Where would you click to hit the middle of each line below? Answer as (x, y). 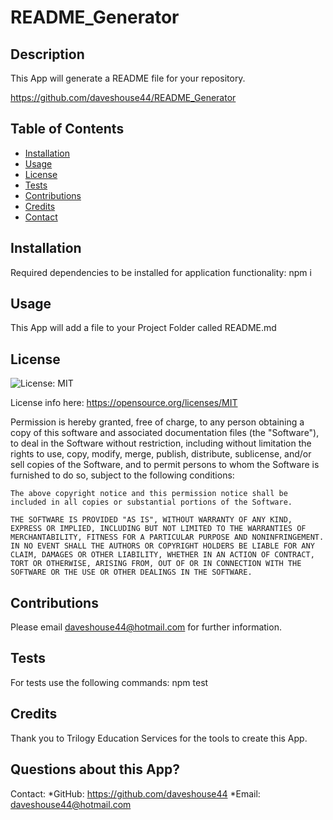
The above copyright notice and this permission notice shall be (149, 494)
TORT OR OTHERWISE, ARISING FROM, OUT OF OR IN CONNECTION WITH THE (156, 564)
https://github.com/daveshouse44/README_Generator (123, 97)
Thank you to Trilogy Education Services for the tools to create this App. (159, 738)
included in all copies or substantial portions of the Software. (151, 502)
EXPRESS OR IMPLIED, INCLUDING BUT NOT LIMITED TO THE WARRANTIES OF (158, 529)
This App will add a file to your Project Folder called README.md (143, 328)
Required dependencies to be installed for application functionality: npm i (161, 272)
